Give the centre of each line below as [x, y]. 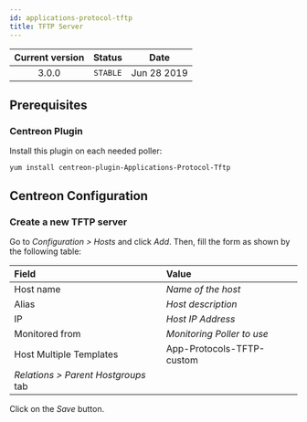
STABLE [108, 73]
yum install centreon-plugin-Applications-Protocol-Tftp [120, 168]
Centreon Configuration [79, 196]
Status [108, 58]
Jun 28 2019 [159, 72]
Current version [49, 58]
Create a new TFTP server [69, 222]
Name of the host [203, 289]
